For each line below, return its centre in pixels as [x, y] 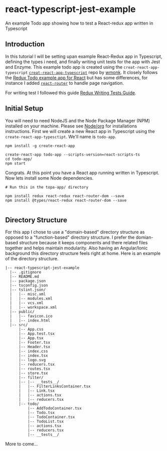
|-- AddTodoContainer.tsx [54, 408]
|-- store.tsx [33, 373]
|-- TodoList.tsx [46, 422]
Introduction [25, 44]
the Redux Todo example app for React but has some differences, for [76, 78]
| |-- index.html [30, 321]
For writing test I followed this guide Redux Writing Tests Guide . [71, 93]
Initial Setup [24, 109]
